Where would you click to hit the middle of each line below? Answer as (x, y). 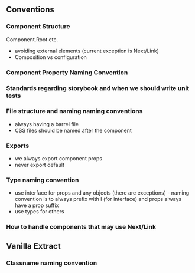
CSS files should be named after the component (73, 130)
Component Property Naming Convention (67, 72)
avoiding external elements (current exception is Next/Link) (87, 51)
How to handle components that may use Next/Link (81, 227)
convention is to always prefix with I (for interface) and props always (98, 199)
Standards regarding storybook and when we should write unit (98, 88)
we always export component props (58, 159)
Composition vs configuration (51, 57)
